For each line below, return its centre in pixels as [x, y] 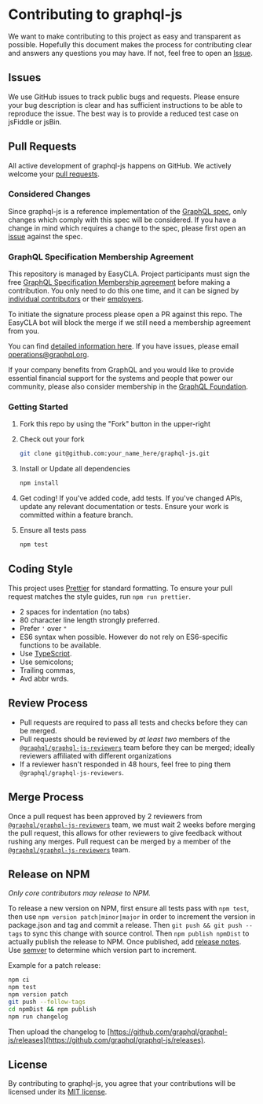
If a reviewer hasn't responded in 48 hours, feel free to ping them [125, 764]
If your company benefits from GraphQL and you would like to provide [121, 370]
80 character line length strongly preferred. [89, 620]
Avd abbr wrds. [44, 678]
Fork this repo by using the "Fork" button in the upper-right [115, 424]
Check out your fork [52, 439]
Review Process [48, 703]
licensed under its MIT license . [58, 1092]
